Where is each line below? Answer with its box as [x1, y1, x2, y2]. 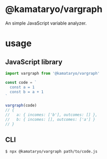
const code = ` [5, 80, 37, 85]
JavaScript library [5, 58, 63, 66]
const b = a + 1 [10, 89, 44, 94]
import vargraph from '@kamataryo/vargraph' [5, 71, 100, 76]
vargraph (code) [5, 103, 37, 108]
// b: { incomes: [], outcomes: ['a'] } [5, 117, 95, 122]
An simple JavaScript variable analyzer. [5, 20, 87, 26]
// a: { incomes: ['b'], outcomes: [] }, [5, 112, 98, 117]
